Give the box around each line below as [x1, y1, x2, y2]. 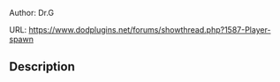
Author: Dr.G [9, 8, 55, 18]
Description [9, 59, 75, 74]
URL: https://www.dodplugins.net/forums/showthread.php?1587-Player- [9, 25, 271, 34]
